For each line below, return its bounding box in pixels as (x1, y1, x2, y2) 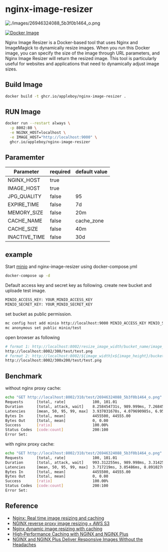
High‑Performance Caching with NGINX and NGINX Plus (12, 531, 128, 537)
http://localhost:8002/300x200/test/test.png (5, 358, 101, 363)
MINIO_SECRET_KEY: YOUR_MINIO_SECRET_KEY (5, 302, 93, 307)
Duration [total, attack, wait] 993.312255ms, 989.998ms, (5, 460, 146, 465)
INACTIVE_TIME (7, 233, 45, 240)
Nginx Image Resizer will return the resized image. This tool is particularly (5, 55, 156, 61)
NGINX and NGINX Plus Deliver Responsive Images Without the (12, 536, 143, 542)
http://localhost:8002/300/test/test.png (5, 348, 93, 353)
